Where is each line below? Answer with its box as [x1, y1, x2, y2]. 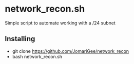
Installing [5, 35, 35, 43]
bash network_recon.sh [12, 53, 63, 59]
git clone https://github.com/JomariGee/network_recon [12, 48, 129, 54]
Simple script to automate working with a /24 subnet [5, 20, 116, 26]
